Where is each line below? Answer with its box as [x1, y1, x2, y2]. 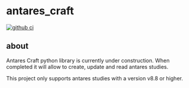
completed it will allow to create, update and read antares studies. [6, 63, 169, 70]
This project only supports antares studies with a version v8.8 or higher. [6, 74, 184, 81]
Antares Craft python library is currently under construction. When [6, 56, 170, 64]
